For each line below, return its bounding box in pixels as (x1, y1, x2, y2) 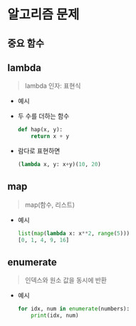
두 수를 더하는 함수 (17, 112, 70, 121)
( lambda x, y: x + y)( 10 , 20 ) (17, 161, 102, 168)
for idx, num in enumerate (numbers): (17, 305, 130, 312)
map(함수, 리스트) (24, 200, 75, 209)
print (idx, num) (31, 312, 79, 320)
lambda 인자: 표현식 (24, 81, 81, 90)
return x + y (31, 133, 70, 140)
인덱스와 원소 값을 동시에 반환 (24, 276, 107, 285)
